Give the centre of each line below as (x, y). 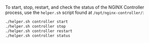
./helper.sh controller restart (39, 31)
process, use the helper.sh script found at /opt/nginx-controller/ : (74, 12)
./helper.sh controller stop (35, 26)
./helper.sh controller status (38, 35)
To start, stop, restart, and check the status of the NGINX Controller (75, 7)
